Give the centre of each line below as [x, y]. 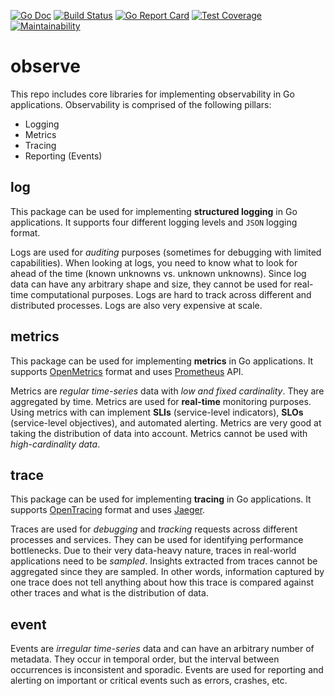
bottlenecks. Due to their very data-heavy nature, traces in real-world [153, 551]
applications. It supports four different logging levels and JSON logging [154, 222]
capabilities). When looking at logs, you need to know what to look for [154, 262]
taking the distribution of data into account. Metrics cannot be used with [159, 433]
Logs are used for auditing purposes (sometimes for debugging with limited [166, 252]
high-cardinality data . [55, 444]
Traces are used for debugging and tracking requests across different [154, 529]
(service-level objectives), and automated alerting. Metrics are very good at [166, 422]
